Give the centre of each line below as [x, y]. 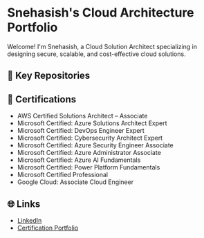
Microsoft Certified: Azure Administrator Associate [89, 153]
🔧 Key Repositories [49, 76]
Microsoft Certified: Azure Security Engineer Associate [95, 145]
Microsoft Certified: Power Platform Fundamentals [89, 167]
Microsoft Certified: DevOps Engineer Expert [81, 131]
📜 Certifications [42, 99]
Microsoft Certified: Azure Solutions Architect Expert [92, 123]
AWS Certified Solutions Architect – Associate [82, 116]
